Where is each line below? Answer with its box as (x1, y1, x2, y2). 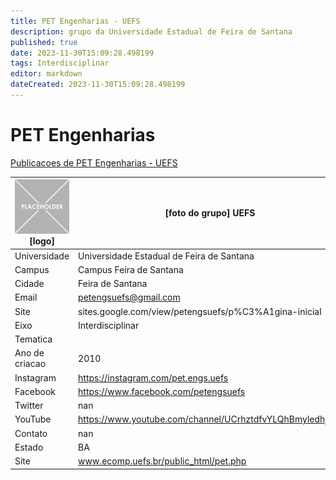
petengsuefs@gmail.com (78, 291, 181, 304)
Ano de (14, 347, 45, 359)
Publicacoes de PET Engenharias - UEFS (10, 156, 178, 169)
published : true (10, 37, 78, 47)
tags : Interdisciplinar (10, 58, 110, 69)
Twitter (14, 400, 44, 412)
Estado (14, 441, 44, 453)
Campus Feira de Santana (78, 263, 184, 275)
